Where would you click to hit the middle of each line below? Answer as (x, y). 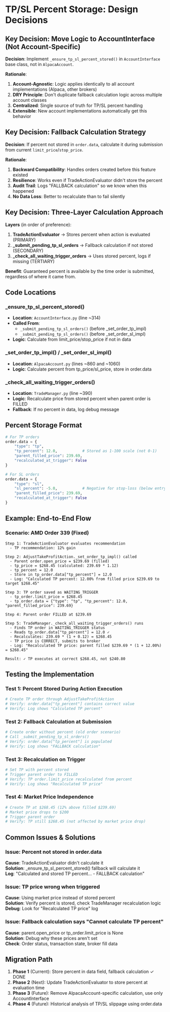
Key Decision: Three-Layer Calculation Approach (84, 212)
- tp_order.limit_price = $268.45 (46, 597)
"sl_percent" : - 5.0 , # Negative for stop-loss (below (83, 489)
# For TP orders (22, 437)
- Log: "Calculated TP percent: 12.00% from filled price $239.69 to (84, 579)
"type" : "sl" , (29, 484)
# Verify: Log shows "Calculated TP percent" (54, 709)
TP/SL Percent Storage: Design (72, 9)
